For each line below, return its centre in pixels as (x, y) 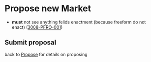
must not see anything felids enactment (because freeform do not (79, 22)
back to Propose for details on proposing (46, 54)
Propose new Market (48, 9)
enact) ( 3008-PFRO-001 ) (37, 27)
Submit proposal (30, 43)
